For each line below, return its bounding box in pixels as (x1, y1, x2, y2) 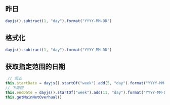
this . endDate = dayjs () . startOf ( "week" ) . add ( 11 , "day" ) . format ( (5, 90, 144, 95)
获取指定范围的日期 (5, 62, 65, 71)
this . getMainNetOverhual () (5, 94, 62, 99)
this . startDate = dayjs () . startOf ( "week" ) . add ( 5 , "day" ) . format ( (5, 81, 146, 86)
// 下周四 (5, 85, 24, 90)
